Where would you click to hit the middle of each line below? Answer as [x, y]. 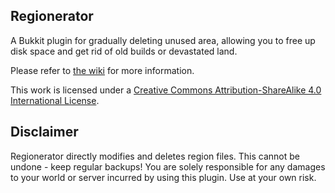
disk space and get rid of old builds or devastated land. [124, 51]
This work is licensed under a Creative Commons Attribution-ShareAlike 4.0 [166, 90]
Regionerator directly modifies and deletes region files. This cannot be [155, 156]
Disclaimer [44, 132]
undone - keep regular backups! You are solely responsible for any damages [168, 166]
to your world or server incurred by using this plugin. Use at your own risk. [163, 177]
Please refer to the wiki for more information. [102, 70]
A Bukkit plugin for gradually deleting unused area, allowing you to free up [163, 40]
